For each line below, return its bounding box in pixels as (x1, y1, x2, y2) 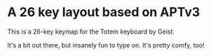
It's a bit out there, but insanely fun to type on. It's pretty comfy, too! (7, 41, 205, 49)
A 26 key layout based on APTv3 (7, 4, 200, 20)
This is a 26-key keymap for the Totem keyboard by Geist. (7, 27, 175, 36)
